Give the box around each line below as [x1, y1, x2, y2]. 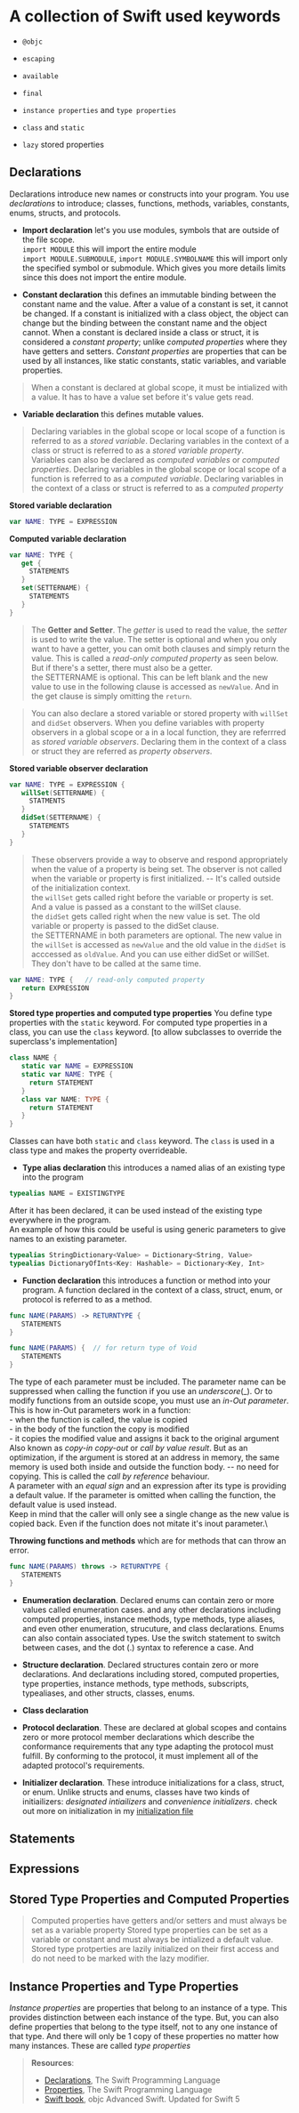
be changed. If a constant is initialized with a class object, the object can [21, 308, 289, 319]
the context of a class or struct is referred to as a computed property [30, 482, 284, 493]
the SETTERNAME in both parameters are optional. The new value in [30, 930, 282, 940]
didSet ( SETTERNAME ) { [20, 813, 101, 822]
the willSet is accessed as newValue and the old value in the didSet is [30, 939, 287, 949]
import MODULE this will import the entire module [21, 243, 198, 254]
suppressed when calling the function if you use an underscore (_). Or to [9, 1386, 273, 1396]
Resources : [30, 2058, 75, 2069]
